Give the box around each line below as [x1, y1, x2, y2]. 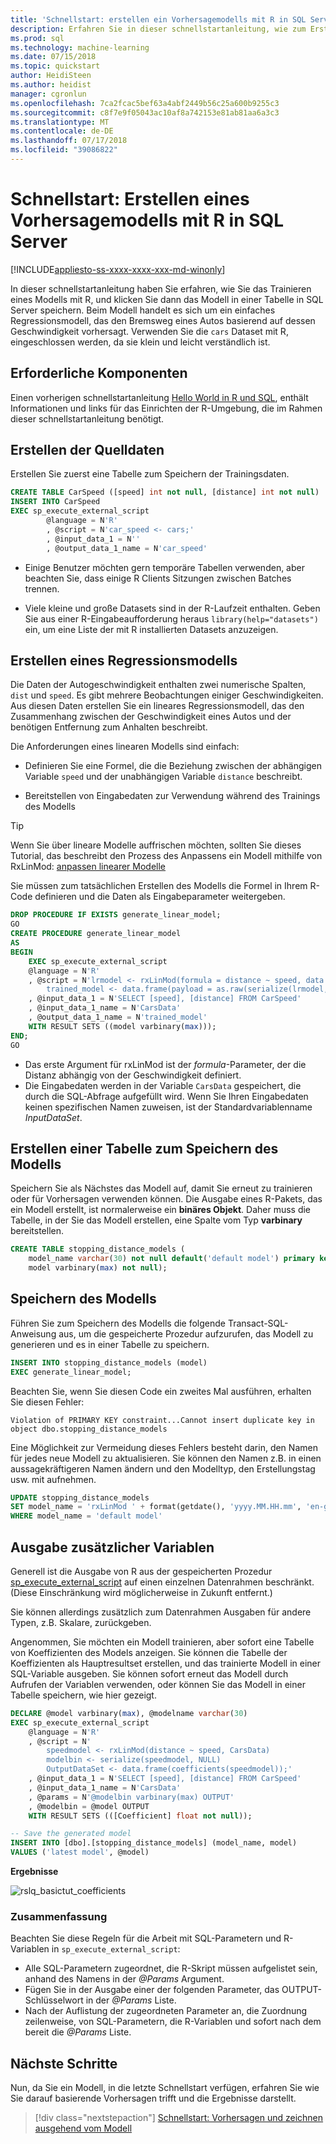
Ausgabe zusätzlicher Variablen [10, 1539, 215, 1556]
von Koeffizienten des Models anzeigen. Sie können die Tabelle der [10, 1646, 288, 1658]
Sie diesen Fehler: [10, 1396, 85, 1408]
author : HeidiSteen [10, 71, 92, 81]
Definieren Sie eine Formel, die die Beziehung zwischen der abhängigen [24, 760, 322, 772]
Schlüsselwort [24, 1994, 84, 2006]
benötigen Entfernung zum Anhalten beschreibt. [10, 721, 208, 733]
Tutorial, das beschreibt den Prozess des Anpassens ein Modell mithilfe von [10, 850, 323, 862]
